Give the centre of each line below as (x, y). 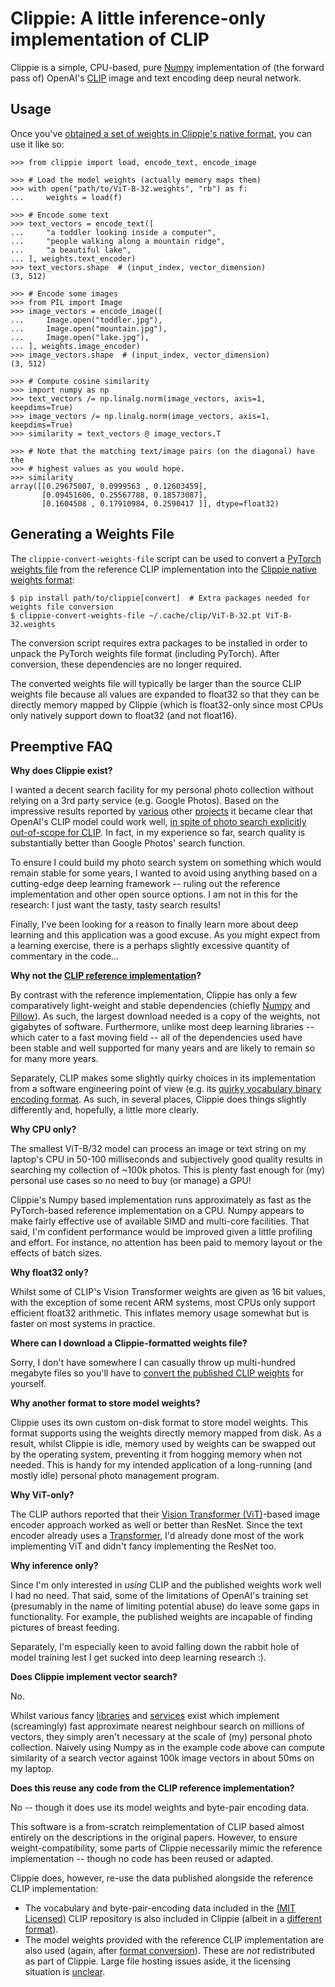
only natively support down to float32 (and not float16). (124, 715)
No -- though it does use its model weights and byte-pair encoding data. (160, 1808)
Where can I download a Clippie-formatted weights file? (129, 1343)
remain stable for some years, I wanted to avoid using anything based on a (164, 873)
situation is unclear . (65, 1972)
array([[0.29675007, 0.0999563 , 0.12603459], (109, 486)
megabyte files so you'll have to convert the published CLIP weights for (157, 1373)
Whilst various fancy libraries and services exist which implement (145, 1716)
